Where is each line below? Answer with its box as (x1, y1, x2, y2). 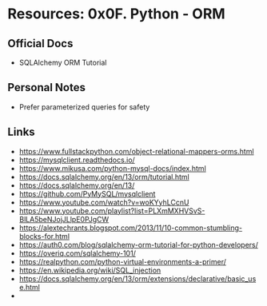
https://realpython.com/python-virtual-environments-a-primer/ (18, 256, 227, 266)
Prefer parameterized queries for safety (18, 101, 150, 112)
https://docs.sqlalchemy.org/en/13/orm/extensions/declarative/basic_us (18, 273, 257, 284)
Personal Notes (7, 81, 86, 94)
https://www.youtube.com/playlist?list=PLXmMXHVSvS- (18, 205, 205, 216)
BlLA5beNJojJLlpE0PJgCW (18, 214, 110, 224)
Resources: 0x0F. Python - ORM (7, 5, 225, 23)
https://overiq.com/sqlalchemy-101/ (18, 248, 137, 258)
